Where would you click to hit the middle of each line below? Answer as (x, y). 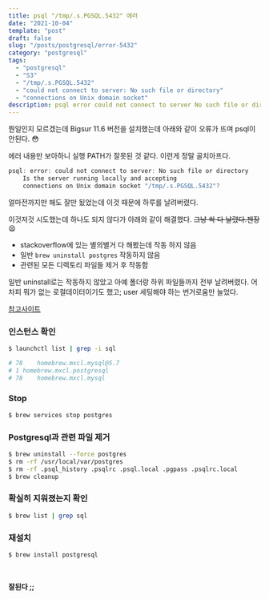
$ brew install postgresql (53, 555)
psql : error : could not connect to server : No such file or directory (128, 171)
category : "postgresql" (48, 53)
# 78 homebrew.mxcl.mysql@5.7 (64, 363)
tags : (17, 61)
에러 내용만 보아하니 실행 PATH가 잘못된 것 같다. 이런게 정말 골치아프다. (119, 156)
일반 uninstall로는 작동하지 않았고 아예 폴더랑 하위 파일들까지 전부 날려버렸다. (129, 282)
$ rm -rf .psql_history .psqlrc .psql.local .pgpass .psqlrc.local (123, 469)
